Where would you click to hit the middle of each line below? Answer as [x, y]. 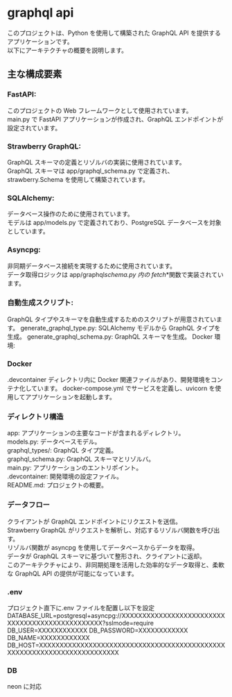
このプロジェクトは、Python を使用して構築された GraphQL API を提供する [114, 33]
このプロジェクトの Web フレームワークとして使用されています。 [100, 110]
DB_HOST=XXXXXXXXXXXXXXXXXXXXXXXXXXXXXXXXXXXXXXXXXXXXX [116, 645]
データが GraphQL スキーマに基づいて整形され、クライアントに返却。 [107, 556]
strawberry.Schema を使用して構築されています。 [78, 179]
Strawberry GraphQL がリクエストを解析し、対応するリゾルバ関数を [105, 530]
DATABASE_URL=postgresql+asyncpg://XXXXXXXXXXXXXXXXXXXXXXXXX [116, 615]
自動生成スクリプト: [41, 303]
